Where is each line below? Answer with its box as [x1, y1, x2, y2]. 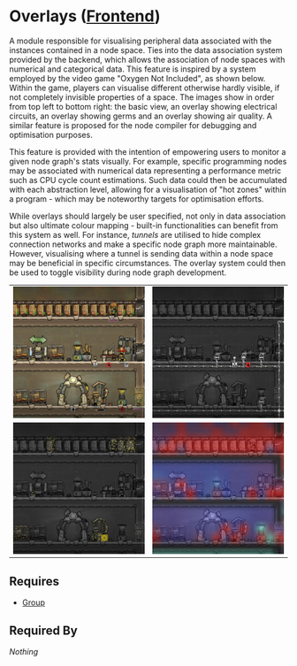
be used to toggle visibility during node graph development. [9, 267, 227, 278]
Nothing [9, 647, 39, 657]
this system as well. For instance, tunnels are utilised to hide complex [9, 229, 262, 240]
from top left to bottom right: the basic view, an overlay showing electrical [9, 101, 278, 111]
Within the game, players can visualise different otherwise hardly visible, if [9, 82, 280, 93]
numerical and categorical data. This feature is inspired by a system [9, 64, 256, 74]
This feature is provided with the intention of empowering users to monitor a [9, 146, 286, 157]
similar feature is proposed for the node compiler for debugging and [9, 119, 257, 130]
